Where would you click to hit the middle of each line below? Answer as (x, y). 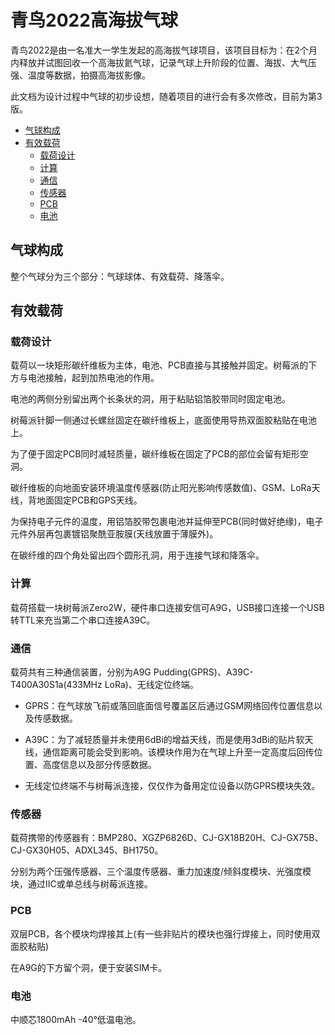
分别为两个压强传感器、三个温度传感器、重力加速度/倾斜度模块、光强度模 (161, 872)
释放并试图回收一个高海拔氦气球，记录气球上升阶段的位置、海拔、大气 (163, 62)
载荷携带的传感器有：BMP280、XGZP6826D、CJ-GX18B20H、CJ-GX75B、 (167, 838)
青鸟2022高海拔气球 (94, 20)
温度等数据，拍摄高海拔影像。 (89, 75)
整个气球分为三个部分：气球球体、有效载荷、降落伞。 (120, 276)
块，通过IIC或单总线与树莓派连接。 (81, 884)
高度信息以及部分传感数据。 (99, 765)
